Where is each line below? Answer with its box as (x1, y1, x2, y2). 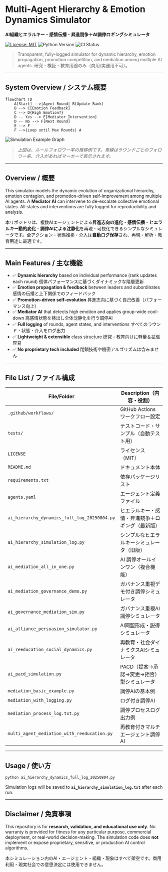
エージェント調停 (119, 731, 160, 738)
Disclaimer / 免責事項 (5, 810, 71, 818)
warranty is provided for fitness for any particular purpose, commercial (5, 829, 151, 835)
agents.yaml (7, 494, 36, 500)
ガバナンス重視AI (119, 605, 160, 612)
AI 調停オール (119, 556, 151, 563)
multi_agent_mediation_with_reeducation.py (7, 731, 113, 737)
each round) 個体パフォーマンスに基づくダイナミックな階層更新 (12, 278, 144, 284)
